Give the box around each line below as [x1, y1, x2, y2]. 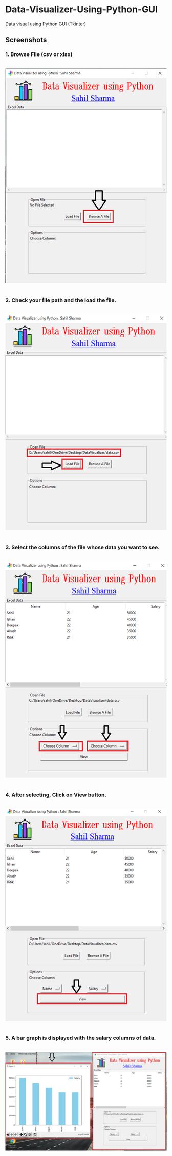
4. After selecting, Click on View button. [5, 791, 106, 798]
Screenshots [5, 35, 47, 44]
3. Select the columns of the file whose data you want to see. [5, 544, 160, 551]
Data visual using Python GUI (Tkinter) [5, 21, 86, 27]
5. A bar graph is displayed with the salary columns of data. [5, 1034, 156, 1041]
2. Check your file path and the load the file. [5, 296, 117, 304]
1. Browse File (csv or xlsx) [5, 51, 73, 58]
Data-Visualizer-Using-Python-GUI [5, 4, 158, 15]
